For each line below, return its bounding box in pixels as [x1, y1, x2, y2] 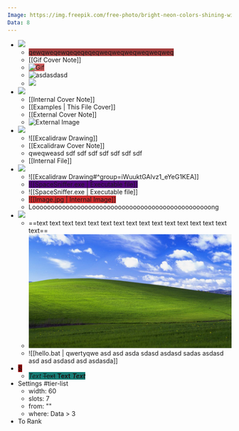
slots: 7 [28, 395, 50, 403]
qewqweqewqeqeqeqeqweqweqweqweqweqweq [28, 48, 174, 56]
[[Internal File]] [28, 156, 73, 165]
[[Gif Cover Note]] [28, 55, 82, 64]
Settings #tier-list [17, 379, 69, 388]
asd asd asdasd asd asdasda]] [28, 356, 119, 366]
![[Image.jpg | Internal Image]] [28, 195, 116, 203]
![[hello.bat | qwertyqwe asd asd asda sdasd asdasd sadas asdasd [28, 349, 224, 358]
